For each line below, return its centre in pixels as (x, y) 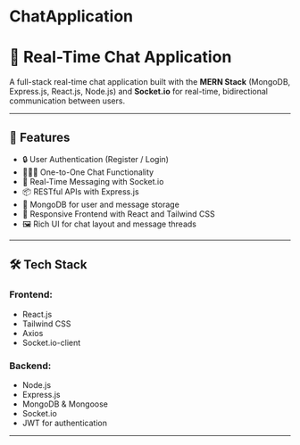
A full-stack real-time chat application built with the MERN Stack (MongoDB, (150, 82)
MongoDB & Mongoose (65, 404)
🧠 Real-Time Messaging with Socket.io (93, 181)
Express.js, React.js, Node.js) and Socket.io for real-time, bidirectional (138, 92)
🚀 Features (40, 137)
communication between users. (67, 101)
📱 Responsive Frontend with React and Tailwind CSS (119, 214)
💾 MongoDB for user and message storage (101, 204)
